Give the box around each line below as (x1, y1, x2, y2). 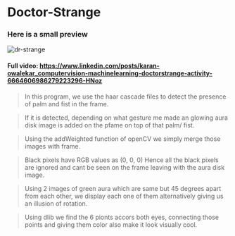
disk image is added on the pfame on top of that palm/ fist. (24, 120, 195, 129)
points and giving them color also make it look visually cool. (24, 220, 198, 229)
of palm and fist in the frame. (24, 99, 109, 108)
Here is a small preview (7, 30, 88, 39)
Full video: (7, 61, 39, 70)
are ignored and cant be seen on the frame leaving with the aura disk (24, 163, 225, 171)
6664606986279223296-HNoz (7, 77, 103, 85)
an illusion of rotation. (24, 199, 88, 208)
